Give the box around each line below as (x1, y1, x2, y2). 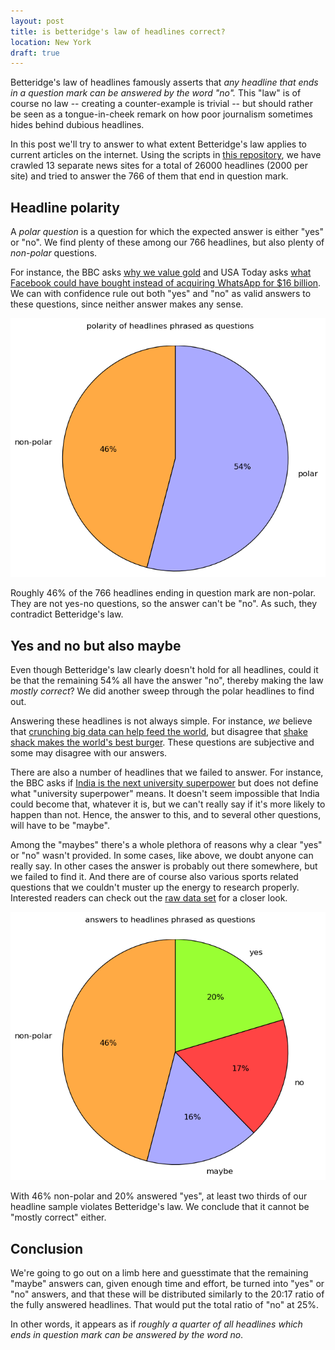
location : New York (10, 37, 92, 47)
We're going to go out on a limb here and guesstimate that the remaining (10, 1266, 309, 1279)
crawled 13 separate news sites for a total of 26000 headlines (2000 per (10, 160, 309, 172)
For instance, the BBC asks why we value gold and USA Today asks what (10, 266, 312, 279)
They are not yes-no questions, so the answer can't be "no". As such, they (10, 598, 318, 610)
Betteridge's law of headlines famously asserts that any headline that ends (10, 76, 319, 89)
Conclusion (10, 1240, 84, 1257)
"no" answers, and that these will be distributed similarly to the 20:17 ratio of (10, 1288, 325, 1300)
